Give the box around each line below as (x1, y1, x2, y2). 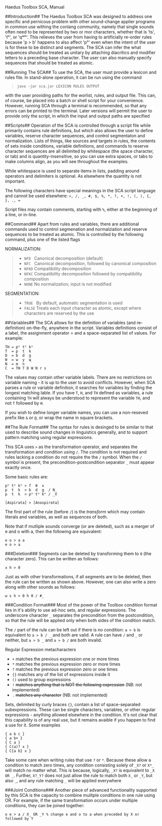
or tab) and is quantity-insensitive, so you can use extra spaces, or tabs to (5, 153, 153, 159)
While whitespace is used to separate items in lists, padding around (5, 168, 139, 174)
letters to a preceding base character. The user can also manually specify (5, 55, 152, 60)
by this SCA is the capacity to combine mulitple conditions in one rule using (5, 792, 156, 798)
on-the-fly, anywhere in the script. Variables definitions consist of (26, 325, 157, 331)
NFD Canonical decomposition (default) (24, 255, 103, 261)
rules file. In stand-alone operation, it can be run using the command (5, 75, 142, 80)
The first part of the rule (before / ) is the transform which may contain (5, 509, 145, 514)
